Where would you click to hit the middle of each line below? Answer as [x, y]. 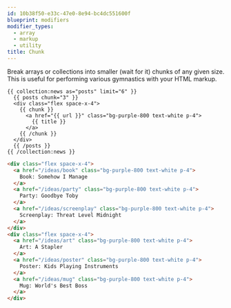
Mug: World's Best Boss [54, 286]
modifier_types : [30, 26]
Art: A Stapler [41, 247]
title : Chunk [26, 52]
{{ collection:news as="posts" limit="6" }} [72, 91]
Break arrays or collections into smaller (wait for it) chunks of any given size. [116, 71]
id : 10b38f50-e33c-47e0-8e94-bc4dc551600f [69, 13]
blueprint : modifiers [38, 20]
